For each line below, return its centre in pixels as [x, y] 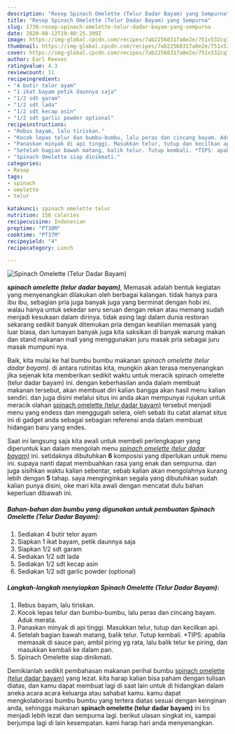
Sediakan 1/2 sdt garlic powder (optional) [77, 572]
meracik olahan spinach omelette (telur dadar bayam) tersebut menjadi [109, 405]
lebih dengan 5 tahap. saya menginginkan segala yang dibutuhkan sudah [113, 478]
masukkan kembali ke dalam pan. [65, 650]
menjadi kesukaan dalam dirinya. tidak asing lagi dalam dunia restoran [108, 317]
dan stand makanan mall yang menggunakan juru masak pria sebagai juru [114, 340]
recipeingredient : [34, 79]
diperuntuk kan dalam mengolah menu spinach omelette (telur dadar [106, 448]
